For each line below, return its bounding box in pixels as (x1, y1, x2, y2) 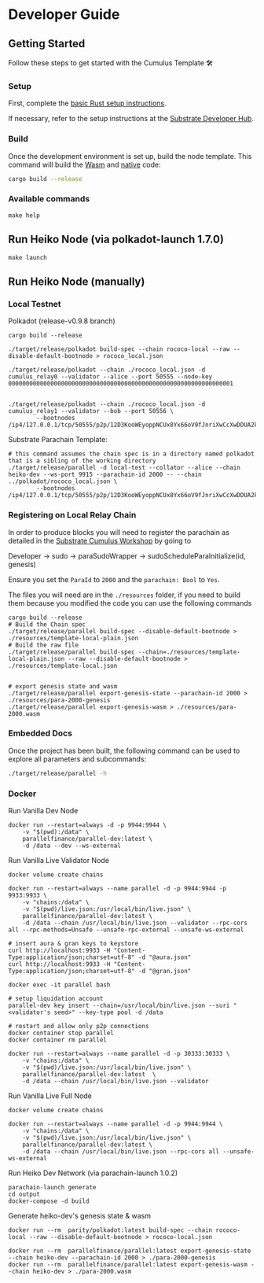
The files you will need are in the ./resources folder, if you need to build (8, 590, 241, 599)
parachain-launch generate (8, 1184, 97, 1192)
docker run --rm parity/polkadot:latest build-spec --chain (8, 1226, 213, 1234)
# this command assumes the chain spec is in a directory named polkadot (8, 450, 255, 458)
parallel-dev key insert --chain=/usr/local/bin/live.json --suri (8, 1001, 230, 1010)
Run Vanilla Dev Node (8, 806, 79, 816)
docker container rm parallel (8, 1036, 108, 1044)
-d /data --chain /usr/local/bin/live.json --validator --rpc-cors (22, 919, 247, 927)
